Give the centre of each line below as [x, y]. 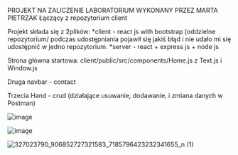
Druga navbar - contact [42, 82]
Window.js [22, 68]
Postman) [21, 103]
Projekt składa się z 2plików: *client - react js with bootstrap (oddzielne [112, 32]
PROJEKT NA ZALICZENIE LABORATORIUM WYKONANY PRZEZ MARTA [113, 10]
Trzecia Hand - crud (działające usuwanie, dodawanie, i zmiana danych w [115, 96]
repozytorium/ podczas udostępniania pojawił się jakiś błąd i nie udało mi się [119, 39]
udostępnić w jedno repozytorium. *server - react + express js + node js [113, 47]
